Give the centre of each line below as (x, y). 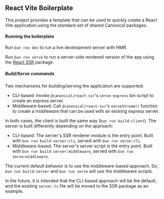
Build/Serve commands (30, 73)
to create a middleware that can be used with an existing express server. (86, 111)
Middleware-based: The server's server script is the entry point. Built (82, 146)
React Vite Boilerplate (39, 8)
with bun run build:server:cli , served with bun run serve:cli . (77, 140)
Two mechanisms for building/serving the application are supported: (75, 86)
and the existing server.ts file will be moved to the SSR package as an (77, 186)
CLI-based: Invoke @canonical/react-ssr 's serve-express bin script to (83, 95)
